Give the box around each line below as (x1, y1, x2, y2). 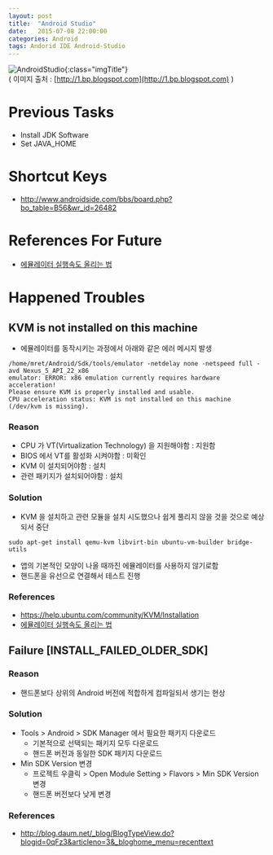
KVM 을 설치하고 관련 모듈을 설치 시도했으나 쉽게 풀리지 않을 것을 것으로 (20, 511, 250, 521)
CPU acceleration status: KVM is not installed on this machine (8, 395, 231, 403)
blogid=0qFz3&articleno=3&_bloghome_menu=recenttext (20, 837, 214, 847)
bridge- (227, 538, 253, 546)
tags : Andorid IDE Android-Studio (8, 42, 126, 50)
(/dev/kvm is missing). (8, 402, 90, 410)
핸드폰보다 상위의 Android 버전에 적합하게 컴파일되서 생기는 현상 (20, 687, 226, 697)
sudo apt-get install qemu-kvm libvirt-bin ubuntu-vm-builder (8, 538, 224, 546)
